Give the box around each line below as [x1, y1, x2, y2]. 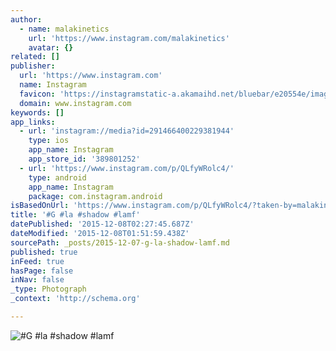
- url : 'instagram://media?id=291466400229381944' [19, 126, 235, 136]
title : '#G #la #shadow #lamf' [10, 210, 141, 220]
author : [10, 14, 43, 25]
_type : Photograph [10, 284, 87, 295]
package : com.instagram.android [28, 191, 163, 201]
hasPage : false [10, 266, 74, 276]
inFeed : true [10, 256, 65, 266]
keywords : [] [10, 107, 65, 118]
